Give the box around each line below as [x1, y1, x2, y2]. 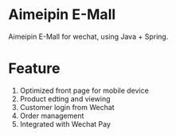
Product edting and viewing [19, 93, 111, 104]
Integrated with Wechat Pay [19, 119, 111, 128]
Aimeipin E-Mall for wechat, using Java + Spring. [8, 32, 169, 41]
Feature [8, 59, 61, 78]
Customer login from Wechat [19, 102, 115, 112]
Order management [19, 111, 84, 120]
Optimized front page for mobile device [19, 86, 149, 95]
